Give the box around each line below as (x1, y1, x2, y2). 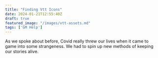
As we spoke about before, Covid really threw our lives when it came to (5, 38, 149, 44)
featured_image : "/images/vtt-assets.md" (5, 20, 91, 26)
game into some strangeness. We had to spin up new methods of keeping (5, 43, 154, 49)
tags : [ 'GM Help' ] (5, 25, 43, 30)
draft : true (5, 16, 29, 21)
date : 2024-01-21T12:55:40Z (5, 12, 63, 16)
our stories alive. (5, 49, 39, 55)
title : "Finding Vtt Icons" (5, 7, 63, 12)
